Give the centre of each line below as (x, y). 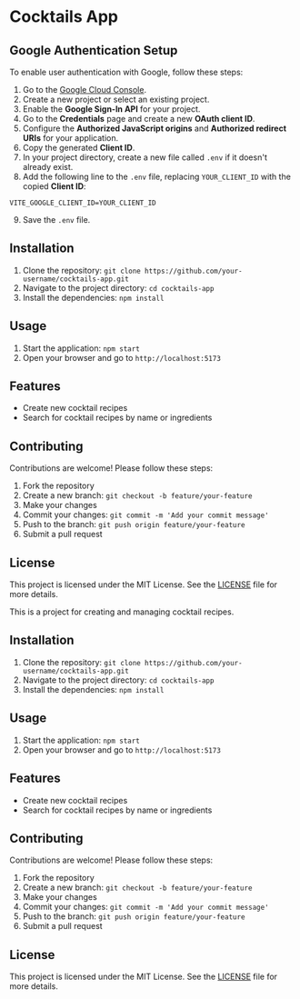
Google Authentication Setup (94, 50)
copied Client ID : (54, 186)
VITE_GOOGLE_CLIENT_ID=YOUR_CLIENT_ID (83, 203)
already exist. (48, 167)
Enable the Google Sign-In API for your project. (111, 109)
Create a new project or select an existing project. (116, 99)
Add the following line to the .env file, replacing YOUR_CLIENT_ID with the (156, 176)
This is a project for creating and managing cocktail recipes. (122, 612)
